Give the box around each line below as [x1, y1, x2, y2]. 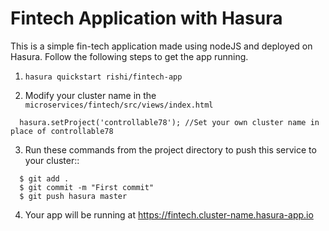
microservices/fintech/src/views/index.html [24, 100, 214, 110]
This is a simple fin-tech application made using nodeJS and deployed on [10, 40, 313, 52]
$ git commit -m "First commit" [19, 182, 155, 192]
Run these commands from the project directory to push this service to [24, 143, 317, 156]
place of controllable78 [10, 126, 114, 136]
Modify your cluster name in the [24, 89, 157, 101]
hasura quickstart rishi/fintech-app [24, 72, 183, 82]
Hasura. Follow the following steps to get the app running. [10, 50, 249, 62]
